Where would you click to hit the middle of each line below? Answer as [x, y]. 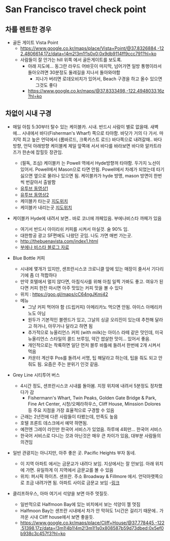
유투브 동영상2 [35, 195]
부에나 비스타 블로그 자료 [45, 247]
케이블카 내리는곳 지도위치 [46, 207]
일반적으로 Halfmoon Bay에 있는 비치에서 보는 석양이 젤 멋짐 [80, 504]
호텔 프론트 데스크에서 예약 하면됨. [54, 423]
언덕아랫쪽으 [151, 476]
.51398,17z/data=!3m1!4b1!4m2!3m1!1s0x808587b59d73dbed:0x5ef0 [92, 528]
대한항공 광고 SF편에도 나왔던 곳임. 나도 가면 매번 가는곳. [76, 235]
